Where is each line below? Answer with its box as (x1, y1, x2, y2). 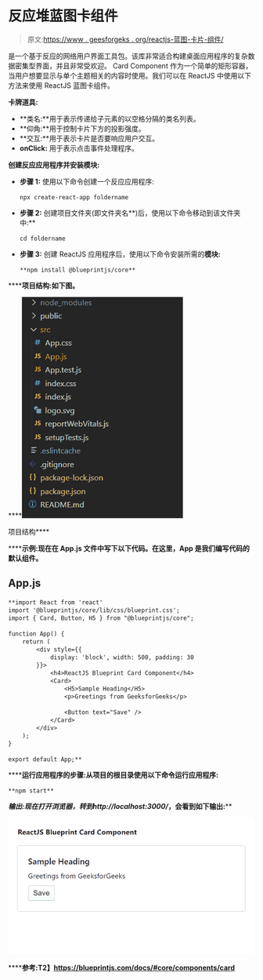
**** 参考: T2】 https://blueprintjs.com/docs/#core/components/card (8, 963, 236, 973)
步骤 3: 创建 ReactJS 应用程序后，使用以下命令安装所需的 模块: (19, 249, 221, 259)
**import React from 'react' (8, 598, 103, 607)
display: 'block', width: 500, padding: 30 (49, 653, 194, 661)
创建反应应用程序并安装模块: (8, 160, 100, 169)
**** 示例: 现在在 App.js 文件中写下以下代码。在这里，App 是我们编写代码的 (8, 543, 250, 553)
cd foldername (19, 235, 66, 242)
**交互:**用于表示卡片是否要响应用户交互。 (19, 133, 159, 143)
